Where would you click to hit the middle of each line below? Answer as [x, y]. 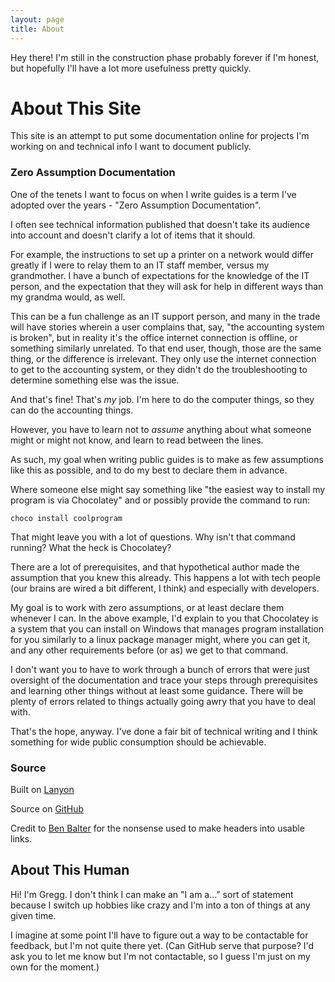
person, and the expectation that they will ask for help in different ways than [167, 286]
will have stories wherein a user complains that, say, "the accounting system [167, 327]
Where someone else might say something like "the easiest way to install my [168, 489]
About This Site [76, 108]
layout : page [37, 19]
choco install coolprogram [66, 518]
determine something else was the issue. [95, 380]
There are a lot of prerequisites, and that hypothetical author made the [155, 567]
